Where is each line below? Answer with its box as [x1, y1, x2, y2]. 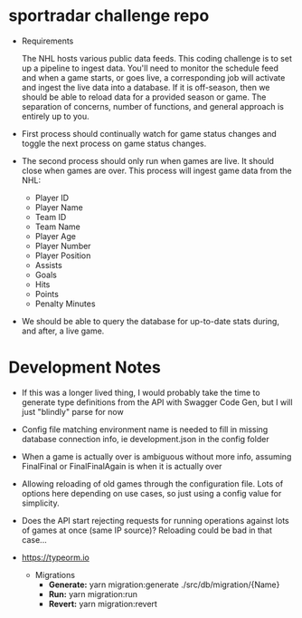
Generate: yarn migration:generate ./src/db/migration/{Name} [48, 579, 280, 590]
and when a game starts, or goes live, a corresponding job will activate [21, 72, 286, 82]
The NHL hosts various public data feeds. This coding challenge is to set [21, 53, 293, 63]
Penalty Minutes [34, 298, 96, 309]
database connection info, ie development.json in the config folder [21, 433, 269, 444]
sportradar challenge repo [8, 5, 210, 26]
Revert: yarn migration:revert [48, 598, 157, 609]
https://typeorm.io [21, 552, 90, 563]
